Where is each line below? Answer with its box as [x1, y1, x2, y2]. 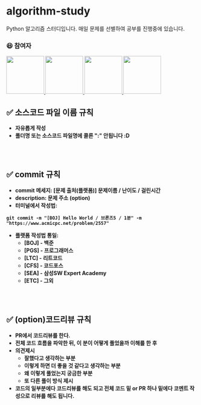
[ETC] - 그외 [24, 277, 54, 284]
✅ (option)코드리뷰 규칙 [6, 314, 92, 325]
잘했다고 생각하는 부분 [24, 354, 76, 361]
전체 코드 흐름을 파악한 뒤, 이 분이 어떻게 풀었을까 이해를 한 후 [14, 339, 158, 346]
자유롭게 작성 [14, 125, 46, 132]
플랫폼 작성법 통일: [14, 232, 59, 239]
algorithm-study [6, 4, 91, 18]
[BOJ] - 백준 [24, 239, 54, 246]
